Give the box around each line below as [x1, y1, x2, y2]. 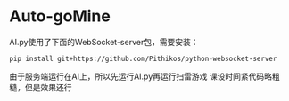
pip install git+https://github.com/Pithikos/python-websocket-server [9, 54, 277, 63]
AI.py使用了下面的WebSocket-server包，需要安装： [9, 36, 199, 47]
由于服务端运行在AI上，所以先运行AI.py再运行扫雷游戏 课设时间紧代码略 [9, 71, 272, 82]
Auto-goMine [9, 6, 111, 27]
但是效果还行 [24, 82, 72, 92]
